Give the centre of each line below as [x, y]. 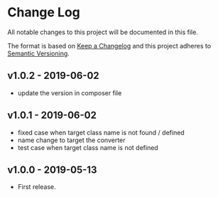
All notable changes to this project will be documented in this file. [103, 32]
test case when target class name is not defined [88, 147]
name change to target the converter [71, 140]
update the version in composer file [70, 92]
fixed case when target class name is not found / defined [101, 132]
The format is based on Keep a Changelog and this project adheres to [109, 46]
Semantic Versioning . [38, 53]
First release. [37, 187]
